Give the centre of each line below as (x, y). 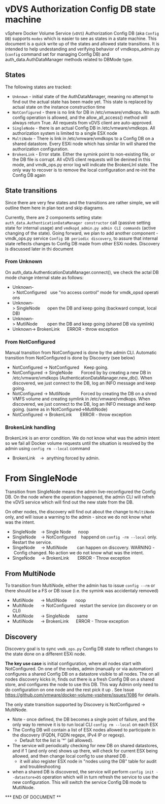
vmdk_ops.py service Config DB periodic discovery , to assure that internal (82, 238)
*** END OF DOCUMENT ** (33, 797)
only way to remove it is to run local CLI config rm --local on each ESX (85, 725)
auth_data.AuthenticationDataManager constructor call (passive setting (78, 223)
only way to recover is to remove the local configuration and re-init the (84, 170)
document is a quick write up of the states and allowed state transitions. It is (82, 43)
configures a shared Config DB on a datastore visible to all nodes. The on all (82, 674)
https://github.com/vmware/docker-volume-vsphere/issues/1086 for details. (82, 695)
